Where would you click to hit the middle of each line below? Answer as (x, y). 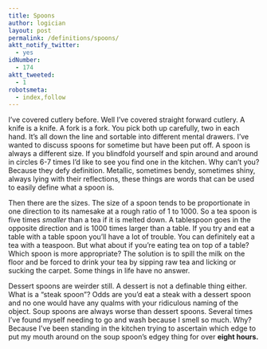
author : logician (37, 23)
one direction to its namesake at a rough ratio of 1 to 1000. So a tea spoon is (133, 211)
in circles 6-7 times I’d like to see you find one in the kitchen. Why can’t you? (134, 162)
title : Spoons (32, 16)
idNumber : (25, 61)
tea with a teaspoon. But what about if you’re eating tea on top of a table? (129, 245)
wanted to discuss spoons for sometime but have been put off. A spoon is (130, 145)
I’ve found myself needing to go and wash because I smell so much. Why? (130, 320)
